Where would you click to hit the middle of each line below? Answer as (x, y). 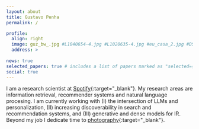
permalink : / (22, 22)
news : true (20, 61)
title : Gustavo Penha (33, 17)
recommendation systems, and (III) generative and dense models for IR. (93, 114)
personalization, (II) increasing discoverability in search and (79, 108)
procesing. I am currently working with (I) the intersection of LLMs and (92, 101)
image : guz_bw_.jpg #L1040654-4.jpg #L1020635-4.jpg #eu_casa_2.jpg (98, 44)
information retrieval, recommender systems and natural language (87, 95)
